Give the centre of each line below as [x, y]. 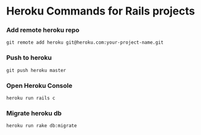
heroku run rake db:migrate [42, 126]
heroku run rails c [31, 98]
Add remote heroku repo [43, 30]
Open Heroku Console [39, 85]
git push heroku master [36, 70]
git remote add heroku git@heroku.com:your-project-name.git [85, 43]
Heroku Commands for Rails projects [101, 11]
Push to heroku [29, 58]
